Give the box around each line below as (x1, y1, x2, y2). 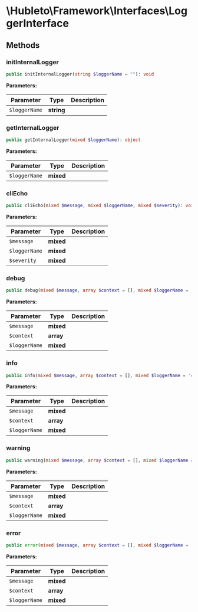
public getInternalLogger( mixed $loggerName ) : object (6, 137, 141, 143)
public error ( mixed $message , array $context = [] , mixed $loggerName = (6, 542, 189, 548)
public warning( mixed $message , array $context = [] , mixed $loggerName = (6, 457, 194, 463)
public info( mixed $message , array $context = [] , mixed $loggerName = (6, 372, 186, 378)
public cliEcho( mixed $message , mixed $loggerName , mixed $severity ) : (6, 202, 183, 209)
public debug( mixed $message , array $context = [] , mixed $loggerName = (6, 287, 189, 293)
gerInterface (6, 17, 70, 30)
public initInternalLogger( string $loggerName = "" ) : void (6, 71, 154, 77)
